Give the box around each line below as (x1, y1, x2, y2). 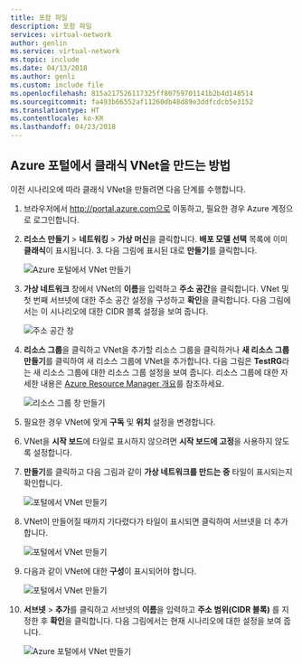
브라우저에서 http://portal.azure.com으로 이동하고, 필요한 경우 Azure (23, 202, 269, 213)
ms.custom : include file (10, 80, 104, 89)
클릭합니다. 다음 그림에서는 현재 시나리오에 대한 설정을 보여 (73, 615, 282, 626)
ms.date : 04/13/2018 (10, 64, 89, 73)
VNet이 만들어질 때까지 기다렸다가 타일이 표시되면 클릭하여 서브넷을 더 (23, 516, 272, 527)
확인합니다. (23, 477, 63, 488)
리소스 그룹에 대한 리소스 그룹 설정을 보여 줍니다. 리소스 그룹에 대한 (42, 367, 279, 378)
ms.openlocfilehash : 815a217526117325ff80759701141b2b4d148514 (10, 89, 254, 98)
